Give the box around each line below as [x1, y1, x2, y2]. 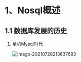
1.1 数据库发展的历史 [5, 26, 67, 35]
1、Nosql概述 [5, 5, 61, 16]
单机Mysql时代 [12, 41, 43, 47]
